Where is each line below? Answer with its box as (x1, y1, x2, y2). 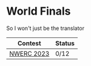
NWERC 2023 (9, 49, 50, 57)
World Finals (6, 4, 71, 18)
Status (55, 38, 75, 47)
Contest (17, 38, 41, 47)
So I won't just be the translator (6, 24, 85, 32)
